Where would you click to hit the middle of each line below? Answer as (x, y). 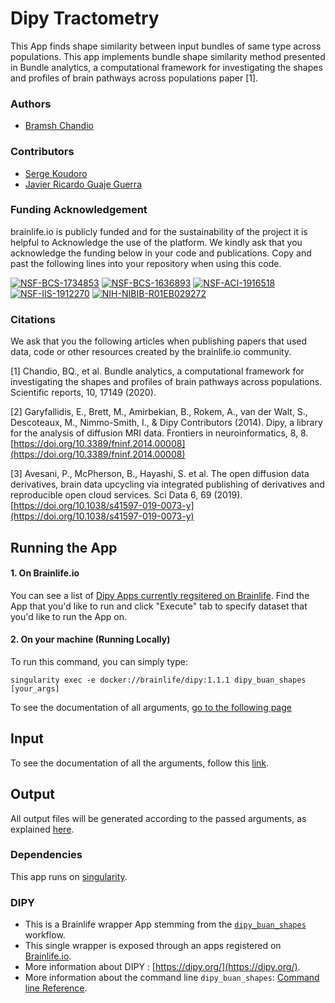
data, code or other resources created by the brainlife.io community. (151, 352)
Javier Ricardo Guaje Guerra (83, 184)
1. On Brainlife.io (45, 573)
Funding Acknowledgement (79, 210)
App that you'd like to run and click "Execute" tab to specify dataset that (159, 606)
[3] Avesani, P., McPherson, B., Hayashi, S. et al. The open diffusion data (160, 474)
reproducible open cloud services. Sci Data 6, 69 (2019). (126, 495)
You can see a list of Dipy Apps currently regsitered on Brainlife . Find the (160, 595)
